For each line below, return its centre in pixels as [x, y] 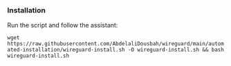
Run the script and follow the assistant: [63, 25]
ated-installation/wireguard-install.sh [66, 50]
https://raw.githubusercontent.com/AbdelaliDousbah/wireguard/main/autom [116, 44]
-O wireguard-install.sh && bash [176, 50]
